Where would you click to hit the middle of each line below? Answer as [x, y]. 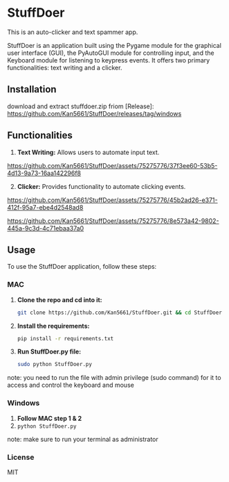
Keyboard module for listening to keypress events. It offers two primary [109, 60]
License [21, 457]
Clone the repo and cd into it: [59, 299]
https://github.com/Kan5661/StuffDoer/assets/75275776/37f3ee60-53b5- [112, 165]
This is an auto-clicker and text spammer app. [73, 32]
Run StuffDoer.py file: [49, 351]
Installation [32, 89]
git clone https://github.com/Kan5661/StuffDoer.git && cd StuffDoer [120, 313]
